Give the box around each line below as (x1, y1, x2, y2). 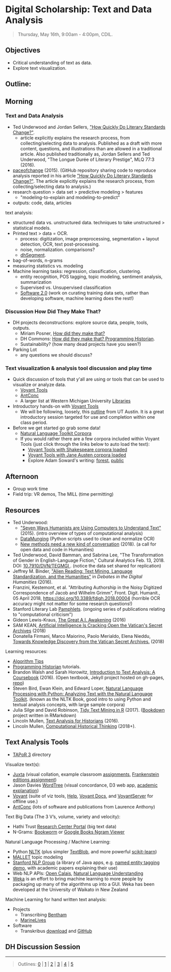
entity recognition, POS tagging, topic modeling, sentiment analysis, (20, 274, 163, 280)
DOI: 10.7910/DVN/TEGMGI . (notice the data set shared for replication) (12, 563, 161, 569)
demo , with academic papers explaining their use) (12, 865, 118, 871)
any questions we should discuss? (20, 352, 93, 358)
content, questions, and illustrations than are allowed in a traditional (20, 145, 162, 151)
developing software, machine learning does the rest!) (20, 295, 134, 301)
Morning (5, 97, 33, 105)
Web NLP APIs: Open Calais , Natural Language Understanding (12, 870, 144, 876)
